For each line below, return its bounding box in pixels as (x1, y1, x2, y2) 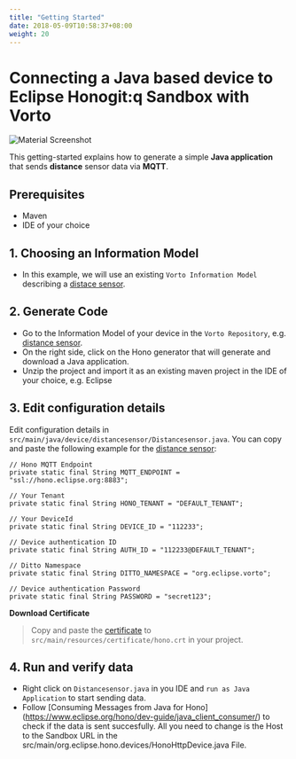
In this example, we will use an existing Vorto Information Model (21, 269, 258, 279)
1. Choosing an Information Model (9, 246, 199, 261)
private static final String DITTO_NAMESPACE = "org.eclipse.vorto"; (9, 568, 272, 577)
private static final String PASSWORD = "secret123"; (9, 591, 213, 601)
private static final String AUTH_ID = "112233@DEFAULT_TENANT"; (9, 545, 255, 554)
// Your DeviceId (9, 514, 74, 523)
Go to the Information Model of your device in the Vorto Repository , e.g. (21, 327, 286, 338)
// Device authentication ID (9, 537, 117, 546)
